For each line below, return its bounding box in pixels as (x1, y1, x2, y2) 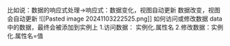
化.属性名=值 (7, 32, 44, 40)
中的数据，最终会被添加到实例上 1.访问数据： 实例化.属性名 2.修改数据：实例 (7, 23, 224, 31)
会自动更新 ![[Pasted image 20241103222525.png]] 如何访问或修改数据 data (7, 14, 222, 23)
